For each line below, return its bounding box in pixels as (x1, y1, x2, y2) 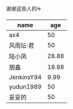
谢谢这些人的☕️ (6, 5, 41, 12)
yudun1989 (9, 83, 42, 90)
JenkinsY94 (9, 73, 42, 81)
